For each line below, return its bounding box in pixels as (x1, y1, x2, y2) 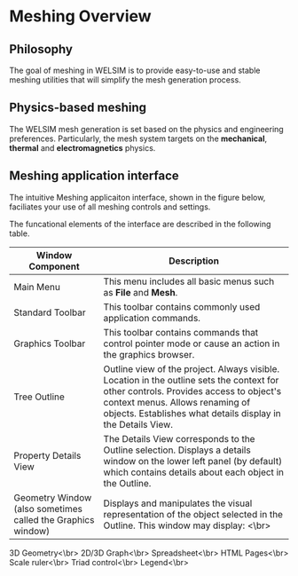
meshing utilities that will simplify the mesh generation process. (9, 75, 241, 85)
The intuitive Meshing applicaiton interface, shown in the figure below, (9, 192, 266, 202)
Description (168, 255, 220, 267)
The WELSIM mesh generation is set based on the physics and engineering (9, 123, 284, 134)
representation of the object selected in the (103, 508, 284, 520)
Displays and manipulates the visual (103, 497, 253, 509)
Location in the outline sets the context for (103, 374, 279, 386)
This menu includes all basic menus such (103, 275, 275, 288)
